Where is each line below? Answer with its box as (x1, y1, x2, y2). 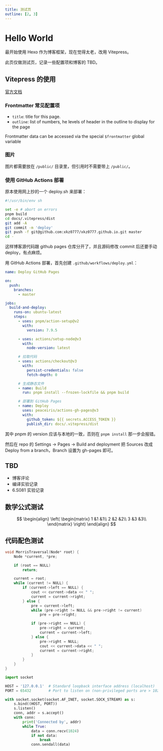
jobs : (5, 300, 16, 306)
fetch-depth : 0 (26, 372, 57, 377)
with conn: (14, 715, 36, 720)
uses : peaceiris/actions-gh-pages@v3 (22, 408, 98, 413)
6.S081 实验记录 (12, 487, 45, 493)
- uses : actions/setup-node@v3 (17, 336, 81, 341)
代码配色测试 (5, 536, 44, 545)
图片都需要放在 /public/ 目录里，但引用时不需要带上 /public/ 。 (5, 163, 133, 169)
